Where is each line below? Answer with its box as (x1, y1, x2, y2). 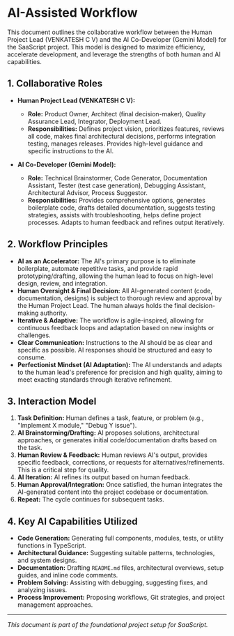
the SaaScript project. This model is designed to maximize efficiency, (7, 42, 205, 51)
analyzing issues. (17, 586, 68, 594)
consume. (17, 353, 47, 362)
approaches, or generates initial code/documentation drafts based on (17, 436, 217, 444)
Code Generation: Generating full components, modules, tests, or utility (17, 534, 224, 543)
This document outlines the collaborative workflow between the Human (7, 28, 212, 36)
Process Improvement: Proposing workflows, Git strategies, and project (17, 594, 225, 602)
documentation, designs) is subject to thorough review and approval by (17, 294, 222, 302)
